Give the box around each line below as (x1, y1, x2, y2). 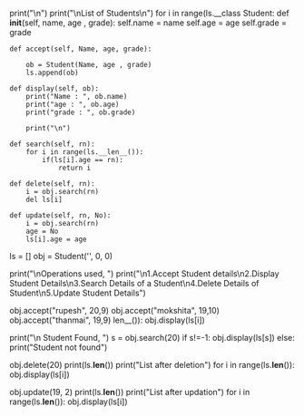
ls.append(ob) (25, 68, 79, 77)
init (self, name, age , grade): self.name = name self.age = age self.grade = (9, 17, 288, 28)
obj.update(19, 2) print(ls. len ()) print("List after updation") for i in (9, 387, 250, 397)
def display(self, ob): (9, 84, 100, 93)
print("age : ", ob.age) (25, 100, 120, 109)
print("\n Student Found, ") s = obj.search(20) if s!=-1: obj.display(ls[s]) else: (9, 333, 295, 343)
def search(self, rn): (9, 140, 95, 149)
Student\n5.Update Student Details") (9, 287, 147, 298)
